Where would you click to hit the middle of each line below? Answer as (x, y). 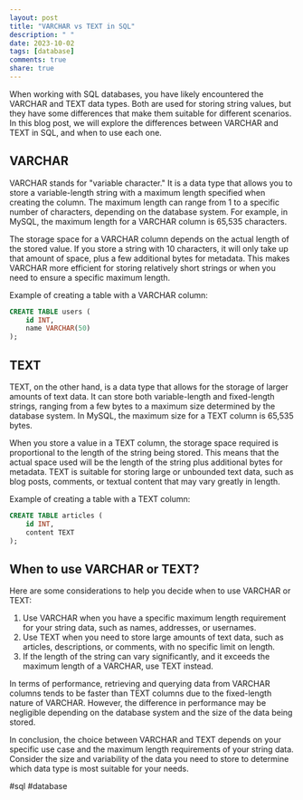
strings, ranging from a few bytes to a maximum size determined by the (142, 406)
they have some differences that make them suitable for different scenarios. (151, 113)
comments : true (38, 60)
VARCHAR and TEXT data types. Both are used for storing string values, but (151, 103)
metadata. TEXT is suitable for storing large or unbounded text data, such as (151, 472)
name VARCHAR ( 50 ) (58, 328)
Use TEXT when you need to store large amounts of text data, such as (153, 637)
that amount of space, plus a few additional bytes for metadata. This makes (150, 258)
